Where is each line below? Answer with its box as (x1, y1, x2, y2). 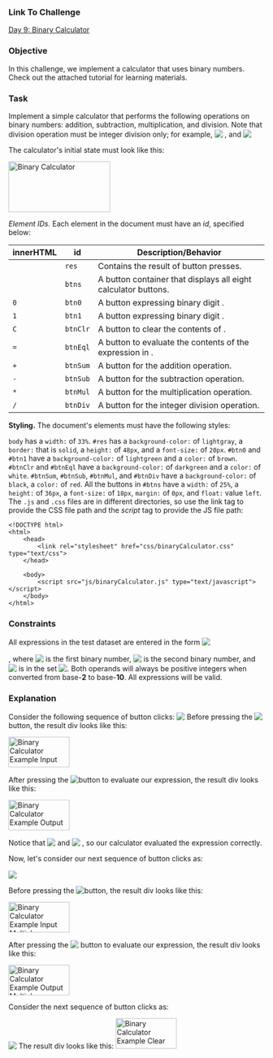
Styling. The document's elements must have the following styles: (8, 420, 231, 430)
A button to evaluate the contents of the (97, 336, 249, 348)
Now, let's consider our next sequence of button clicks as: (8, 854, 203, 864)
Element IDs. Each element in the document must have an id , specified (8, 219, 245, 228)
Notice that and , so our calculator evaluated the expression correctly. (8, 838, 262, 848)
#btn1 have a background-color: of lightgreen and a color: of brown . (8, 453, 238, 463)
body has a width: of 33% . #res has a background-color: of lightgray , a (8, 436, 243, 445)
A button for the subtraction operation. (97, 373, 245, 384)
